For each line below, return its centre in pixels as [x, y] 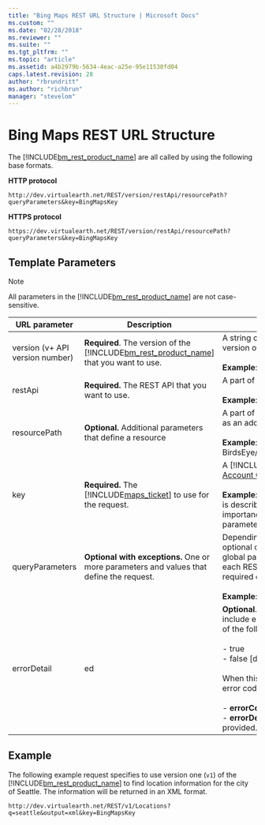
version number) [43, 358]
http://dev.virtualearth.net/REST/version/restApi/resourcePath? [118, 195]
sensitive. [24, 305]
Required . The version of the [137, 343]
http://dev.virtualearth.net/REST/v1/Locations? [90, 806]
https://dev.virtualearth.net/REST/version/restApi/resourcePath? [119, 231]
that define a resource [125, 437]
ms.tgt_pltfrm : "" [38, 52]
